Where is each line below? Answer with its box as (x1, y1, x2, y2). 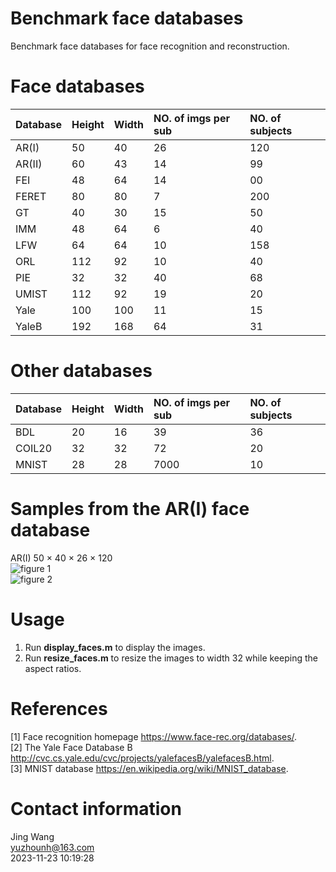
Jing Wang (10, 830, 55, 842)
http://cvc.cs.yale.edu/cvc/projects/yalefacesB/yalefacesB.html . (10, 752, 275, 764)
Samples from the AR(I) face (10, 498, 250, 520)
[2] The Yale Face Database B (10, 741, 133, 753)
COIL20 (15, 441, 53, 455)
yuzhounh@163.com (10, 841, 95, 853)
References (10, 697, 108, 720)
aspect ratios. (24, 662, 82, 674)
